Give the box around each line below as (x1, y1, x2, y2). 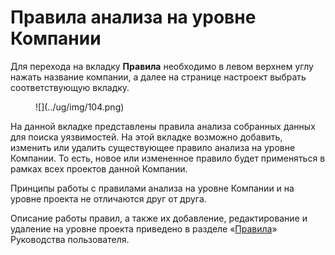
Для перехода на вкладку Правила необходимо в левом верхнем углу (10, 60, 314, 72)
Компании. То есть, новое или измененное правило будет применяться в (10, 152, 326, 164)
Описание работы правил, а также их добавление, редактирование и (10, 212, 308, 224)
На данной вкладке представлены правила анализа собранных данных (10, 120, 316, 132)
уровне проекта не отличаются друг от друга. (10, 192, 207, 205)
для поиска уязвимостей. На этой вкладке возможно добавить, (10, 131, 283, 143)
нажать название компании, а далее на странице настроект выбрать (10, 71, 307, 83)
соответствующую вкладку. (10, 81, 130, 93)
